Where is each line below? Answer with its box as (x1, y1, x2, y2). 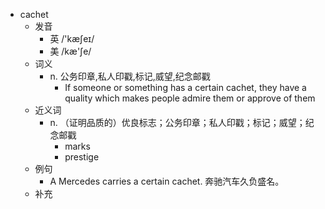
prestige (64, 151, 100, 163)
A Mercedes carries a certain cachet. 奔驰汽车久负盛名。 (49, 175, 285, 187)
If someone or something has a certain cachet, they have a (64, 82, 307, 93)
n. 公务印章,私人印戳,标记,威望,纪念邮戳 (49, 70, 211, 82)
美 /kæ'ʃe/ (49, 45, 92, 57)
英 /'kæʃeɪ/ (49, 33, 95, 44)
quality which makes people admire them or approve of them (64, 92, 316, 104)
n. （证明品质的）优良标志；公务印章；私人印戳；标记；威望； (49, 117, 306, 128)
